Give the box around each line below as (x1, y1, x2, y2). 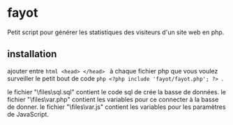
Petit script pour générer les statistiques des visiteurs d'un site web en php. (7, 28, 225, 36)
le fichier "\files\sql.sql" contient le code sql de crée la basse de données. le (7, 87, 227, 96)
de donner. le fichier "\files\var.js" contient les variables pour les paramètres (7, 103, 226, 111)
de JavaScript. (7, 110, 49, 118)
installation (7, 48, 57, 60)
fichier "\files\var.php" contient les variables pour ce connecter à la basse (7, 95, 219, 103)
